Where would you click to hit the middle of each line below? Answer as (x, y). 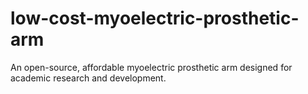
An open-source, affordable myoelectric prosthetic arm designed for (151, 67)
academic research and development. (88, 78)
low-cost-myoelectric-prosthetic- (155, 18)
